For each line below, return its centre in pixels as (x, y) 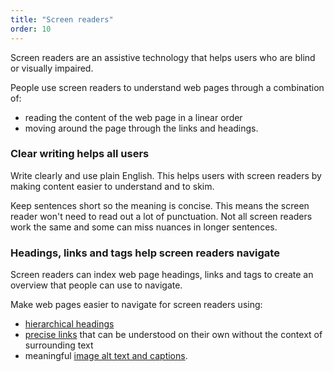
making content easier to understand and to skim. (112, 186)
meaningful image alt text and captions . (106, 356)
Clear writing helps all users (80, 154)
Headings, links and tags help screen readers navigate (145, 253)
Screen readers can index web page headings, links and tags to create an (162, 275)
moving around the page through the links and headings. (141, 128)
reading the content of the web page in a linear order (133, 117)
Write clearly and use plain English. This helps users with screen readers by (166, 175)
